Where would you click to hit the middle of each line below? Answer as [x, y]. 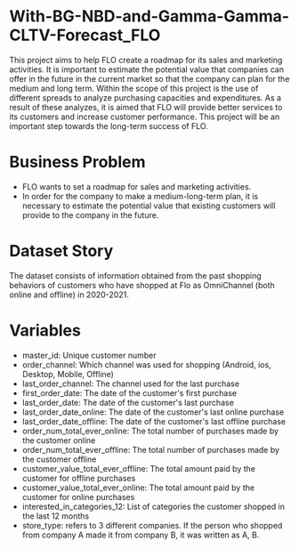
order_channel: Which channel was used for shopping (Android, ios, [146, 364]
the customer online [59, 440]
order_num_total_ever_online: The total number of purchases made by [150, 431]
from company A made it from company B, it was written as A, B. [141, 535]
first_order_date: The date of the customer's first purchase [129, 392]
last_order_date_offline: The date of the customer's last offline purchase [154, 421]
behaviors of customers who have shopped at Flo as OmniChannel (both [142, 285]
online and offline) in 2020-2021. [69, 295]
